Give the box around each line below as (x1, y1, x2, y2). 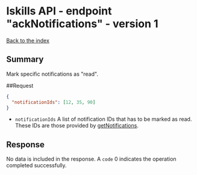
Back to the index (6, 37, 50, 44)
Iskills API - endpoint (6, 4, 112, 18)
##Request (6, 82, 34, 89)
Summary (6, 54, 44, 64)
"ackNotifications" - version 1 (6, 17, 158, 31)
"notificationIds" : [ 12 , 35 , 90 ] (11, 99, 96, 105)
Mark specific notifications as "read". (6, 70, 98, 78)
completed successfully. (6, 162, 67, 169)
